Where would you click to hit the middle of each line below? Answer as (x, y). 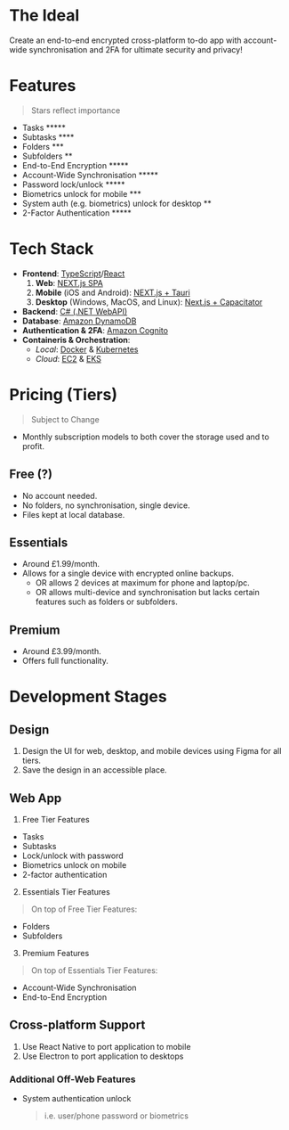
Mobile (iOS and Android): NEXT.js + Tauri (113, 292)
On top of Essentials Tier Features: (94, 970)
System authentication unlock (76, 1099)
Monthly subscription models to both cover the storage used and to (145, 437)
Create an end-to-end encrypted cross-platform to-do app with (125, 40)
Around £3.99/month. (61, 651)
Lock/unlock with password (72, 856)
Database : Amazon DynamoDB (79, 321)
